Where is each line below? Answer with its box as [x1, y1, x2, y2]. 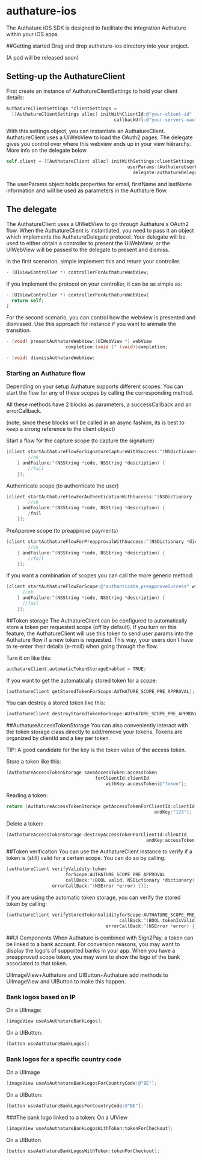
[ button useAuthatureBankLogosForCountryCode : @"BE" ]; [6, 1103, 144, 1109]
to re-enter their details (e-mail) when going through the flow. [6, 642, 158, 650]
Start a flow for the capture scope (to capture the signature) [6, 437, 155, 444]
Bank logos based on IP [6, 992, 76, 1001]
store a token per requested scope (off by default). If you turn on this [6, 623, 177, 630]
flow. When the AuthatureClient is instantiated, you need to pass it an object [6, 227, 194, 234]
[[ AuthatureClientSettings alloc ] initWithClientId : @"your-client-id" [11, 111, 192, 117]
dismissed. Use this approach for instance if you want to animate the [6, 321, 176, 328]
